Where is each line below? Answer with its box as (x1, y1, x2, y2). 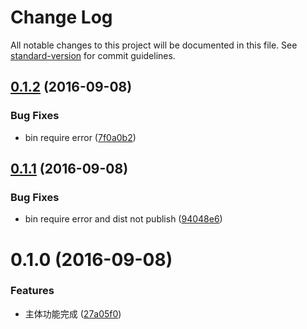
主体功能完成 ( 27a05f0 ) (24, 307, 122, 320)
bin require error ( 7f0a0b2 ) (24, 131, 137, 143)
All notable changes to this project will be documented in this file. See (10, 39, 298, 51)
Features (10, 284, 55, 298)
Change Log (10, 6, 113, 29)
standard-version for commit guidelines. (10, 49, 176, 61)
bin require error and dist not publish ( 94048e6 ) (24, 213, 223, 225)
